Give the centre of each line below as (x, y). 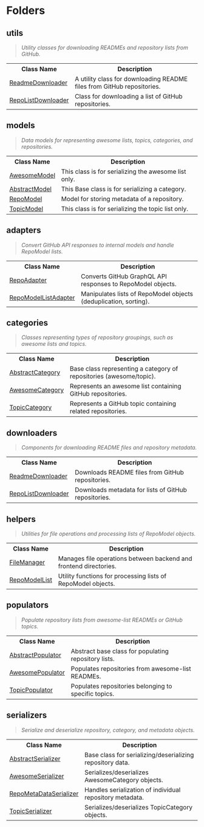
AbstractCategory (35, 372)
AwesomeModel (32, 175)
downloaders (32, 433)
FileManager (27, 563)
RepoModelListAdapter (42, 297)
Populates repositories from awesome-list (131, 668)
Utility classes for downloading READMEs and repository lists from (104, 47)
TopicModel (26, 208)
